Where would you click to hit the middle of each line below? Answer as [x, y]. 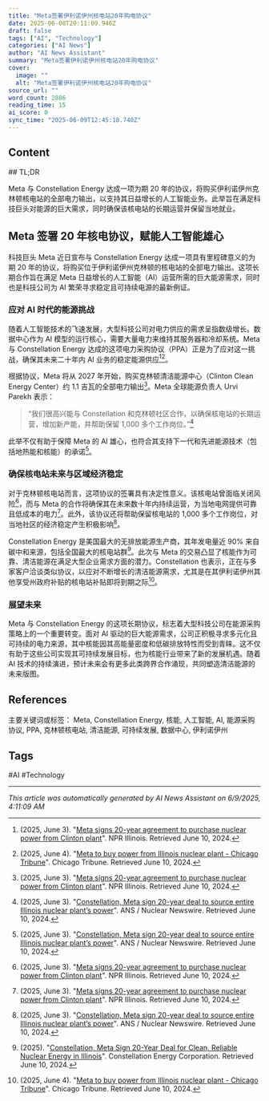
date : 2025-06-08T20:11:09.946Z [62, 23]
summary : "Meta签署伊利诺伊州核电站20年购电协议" [84, 61]
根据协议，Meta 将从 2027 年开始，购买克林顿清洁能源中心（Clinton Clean [131, 376]
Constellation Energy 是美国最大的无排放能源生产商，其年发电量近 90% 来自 [134, 541]
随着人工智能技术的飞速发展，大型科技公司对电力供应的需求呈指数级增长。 [131, 329]
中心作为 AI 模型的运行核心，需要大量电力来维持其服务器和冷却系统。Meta [137, 338]
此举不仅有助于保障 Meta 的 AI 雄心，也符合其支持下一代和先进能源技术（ [129, 441]
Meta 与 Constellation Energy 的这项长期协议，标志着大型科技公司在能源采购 [134, 624]
